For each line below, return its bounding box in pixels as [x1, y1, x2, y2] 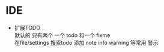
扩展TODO [14, 24, 40, 31]
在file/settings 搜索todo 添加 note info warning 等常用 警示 [14, 39, 159, 46]
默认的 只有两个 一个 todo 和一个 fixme [14, 31, 111, 39]
